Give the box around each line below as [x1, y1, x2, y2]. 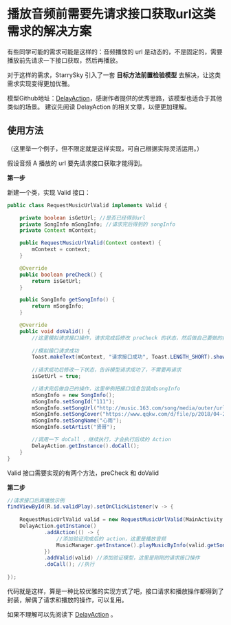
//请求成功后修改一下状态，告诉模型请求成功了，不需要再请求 [32, 366, 181, 374]
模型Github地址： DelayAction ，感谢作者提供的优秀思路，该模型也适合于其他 [7, 94, 223, 102]
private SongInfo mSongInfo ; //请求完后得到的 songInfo [19, 221, 176, 228]
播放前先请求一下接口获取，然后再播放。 [7, 56, 122, 64]
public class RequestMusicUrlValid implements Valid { [7, 202, 168, 209]
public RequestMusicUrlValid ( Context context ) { [19, 240, 162, 246]
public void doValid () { [19, 328, 91, 335]
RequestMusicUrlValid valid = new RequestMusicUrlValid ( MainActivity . [19, 516, 226, 523]
